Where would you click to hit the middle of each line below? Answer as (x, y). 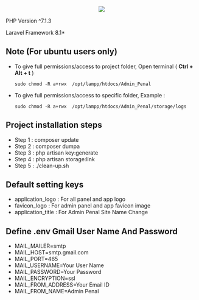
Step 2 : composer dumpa (47, 146)
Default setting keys (45, 185)
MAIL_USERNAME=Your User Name (59, 265)
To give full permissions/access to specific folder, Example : (90, 95)
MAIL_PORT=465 (36, 259)
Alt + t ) (24, 72)
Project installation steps (54, 125)
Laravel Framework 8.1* (35, 33)
